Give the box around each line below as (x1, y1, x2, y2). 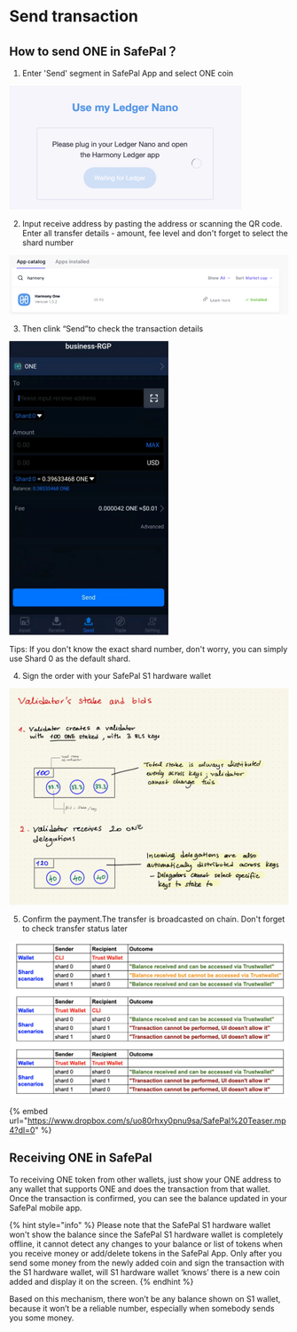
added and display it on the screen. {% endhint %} (9, 1276, 194, 1287)
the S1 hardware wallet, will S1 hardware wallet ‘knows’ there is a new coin (9, 1266, 281, 1277)
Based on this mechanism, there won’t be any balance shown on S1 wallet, (9, 1293, 281, 1304)
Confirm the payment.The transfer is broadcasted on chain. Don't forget (21, 913, 285, 924)
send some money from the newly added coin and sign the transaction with (9, 1257, 285, 1268)
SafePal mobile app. (9, 1202, 82, 1213)
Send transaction (9, 6, 139, 27)
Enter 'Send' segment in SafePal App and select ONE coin (21, 68, 234, 78)
